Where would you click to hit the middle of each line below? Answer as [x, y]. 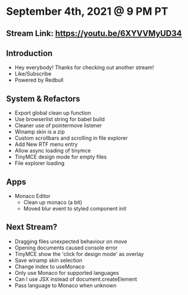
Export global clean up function [53, 113]
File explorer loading [39, 163]
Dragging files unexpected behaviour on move [71, 241]
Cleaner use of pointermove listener [58, 125]
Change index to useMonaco [50, 266]
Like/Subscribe [33, 74]
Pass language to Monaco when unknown [65, 285]
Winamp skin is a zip [39, 132]
